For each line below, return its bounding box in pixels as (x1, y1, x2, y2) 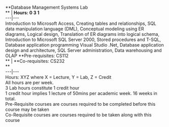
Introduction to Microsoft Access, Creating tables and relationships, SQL (5, 20, 156, 26)
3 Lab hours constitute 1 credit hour (5, 85, 80, 91)
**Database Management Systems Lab (5, 5, 88, 10)
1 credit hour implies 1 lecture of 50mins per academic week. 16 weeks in (5, 91, 157, 96)
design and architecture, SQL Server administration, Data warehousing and (5, 48, 162, 53)
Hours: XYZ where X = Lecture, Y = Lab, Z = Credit (5, 74, 112, 80)
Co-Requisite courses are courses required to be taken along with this (5, 112, 152, 118)
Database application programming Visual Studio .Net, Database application (5, 42, 164, 48)
